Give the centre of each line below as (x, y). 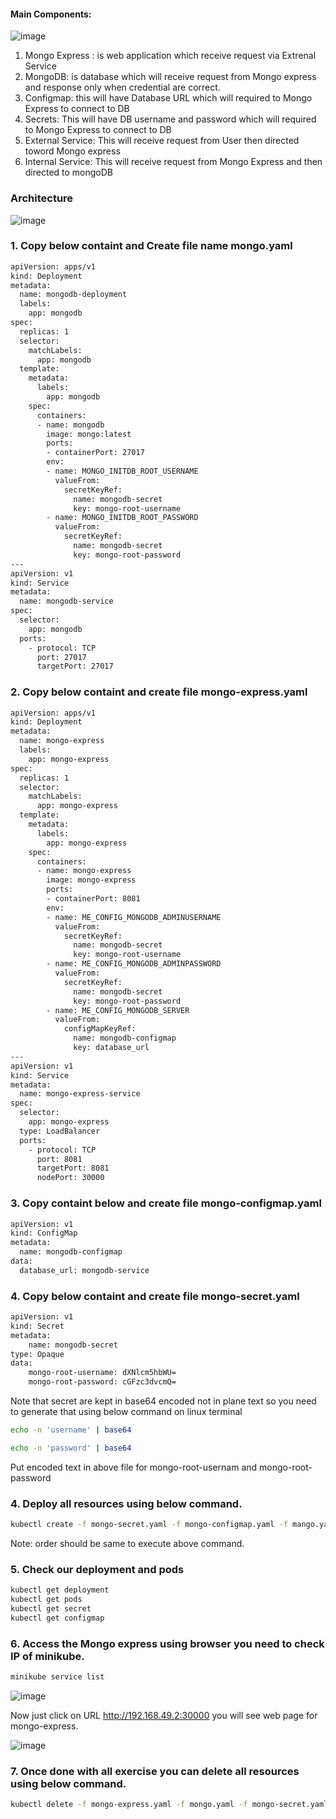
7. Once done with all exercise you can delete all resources (155, 1771)
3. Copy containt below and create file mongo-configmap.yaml (166, 1203)
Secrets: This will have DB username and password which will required (170, 119)
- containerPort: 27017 (95, 453)
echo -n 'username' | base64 (71, 1430)
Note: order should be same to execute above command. (127, 1543)
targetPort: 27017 (75, 666)
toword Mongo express (72, 151)
